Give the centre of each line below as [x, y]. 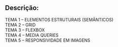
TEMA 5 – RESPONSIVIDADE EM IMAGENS [48, 40]
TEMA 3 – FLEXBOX [25, 30]
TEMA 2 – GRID [20, 25]
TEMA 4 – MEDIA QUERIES [32, 35]
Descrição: [22, 8]
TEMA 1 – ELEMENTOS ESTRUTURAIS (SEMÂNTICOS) [59, 19]
